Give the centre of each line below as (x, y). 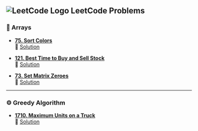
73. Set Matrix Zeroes (42, 75)
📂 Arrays (19, 28)
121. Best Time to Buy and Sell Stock (60, 58)
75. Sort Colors (33, 40)
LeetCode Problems (108, 11)
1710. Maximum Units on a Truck (55, 115)
